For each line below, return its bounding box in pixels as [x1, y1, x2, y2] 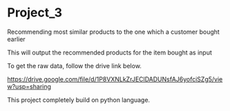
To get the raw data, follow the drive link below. [7, 61, 142, 70]
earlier [7, 34, 26, 43]
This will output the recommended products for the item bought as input [7, 48, 213, 57]
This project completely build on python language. [7, 95, 151, 104]
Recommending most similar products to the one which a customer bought [7, 28, 220, 36]
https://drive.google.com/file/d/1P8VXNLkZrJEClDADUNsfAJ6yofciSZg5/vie [7, 74, 223, 83]
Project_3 [7, 5, 63, 21]
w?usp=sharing [7, 82, 52, 90]
